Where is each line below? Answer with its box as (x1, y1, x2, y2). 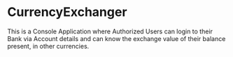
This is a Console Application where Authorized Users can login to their (7, 27, 213, 35)
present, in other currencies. (7, 42, 90, 50)
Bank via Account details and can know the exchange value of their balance (7, 34, 226, 42)
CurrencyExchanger (7, 4, 127, 20)
